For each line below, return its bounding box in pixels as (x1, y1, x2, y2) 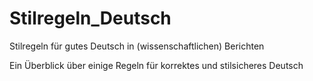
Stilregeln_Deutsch (9, 7, 172, 30)
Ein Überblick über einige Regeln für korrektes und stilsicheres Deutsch (9, 59, 304, 71)
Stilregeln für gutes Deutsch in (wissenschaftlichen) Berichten (9, 40, 265, 52)
